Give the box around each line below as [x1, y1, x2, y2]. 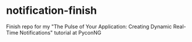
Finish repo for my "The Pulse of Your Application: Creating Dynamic [6, 23, 172, 30]
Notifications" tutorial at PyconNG [19, 29, 102, 36]
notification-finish [6, 4, 97, 17]
